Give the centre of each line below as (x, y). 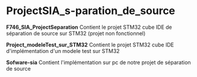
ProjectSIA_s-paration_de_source (91, 11)
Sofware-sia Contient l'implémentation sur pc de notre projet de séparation (99, 62)
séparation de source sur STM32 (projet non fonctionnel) (76, 33)
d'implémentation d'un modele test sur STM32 (63, 51)
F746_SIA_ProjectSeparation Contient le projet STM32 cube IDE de (89, 27)
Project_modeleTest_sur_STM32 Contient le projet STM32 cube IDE (90, 45)
